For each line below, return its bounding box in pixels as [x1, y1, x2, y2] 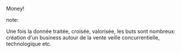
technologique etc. [6, 41, 52, 47]
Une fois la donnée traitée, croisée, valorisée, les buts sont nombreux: [6, 28, 176, 35]
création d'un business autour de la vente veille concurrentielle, [6, 34, 160, 41]
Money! [6, 5, 25, 12]
